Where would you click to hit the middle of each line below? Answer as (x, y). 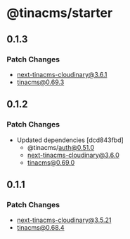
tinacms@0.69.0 (51, 162)
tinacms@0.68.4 (40, 228)
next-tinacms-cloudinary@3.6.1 (62, 74)
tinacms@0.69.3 (40, 82)
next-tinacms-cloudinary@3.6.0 (73, 155)
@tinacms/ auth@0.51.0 (61, 147)
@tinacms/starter (60, 13)
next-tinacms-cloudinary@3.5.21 (64, 220)
